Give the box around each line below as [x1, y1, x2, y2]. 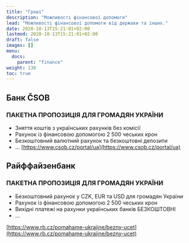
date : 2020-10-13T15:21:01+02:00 [6, 25, 90, 32]
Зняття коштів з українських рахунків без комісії [14, 124, 141, 131]
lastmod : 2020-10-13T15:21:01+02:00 [6, 31, 98, 37]
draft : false [6, 37, 39, 43]
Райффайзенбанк [6, 161, 76, 171]
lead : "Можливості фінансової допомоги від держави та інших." [6, 20, 169, 26]
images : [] [6, 43, 34, 49]
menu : [6, 48, 20, 54]
